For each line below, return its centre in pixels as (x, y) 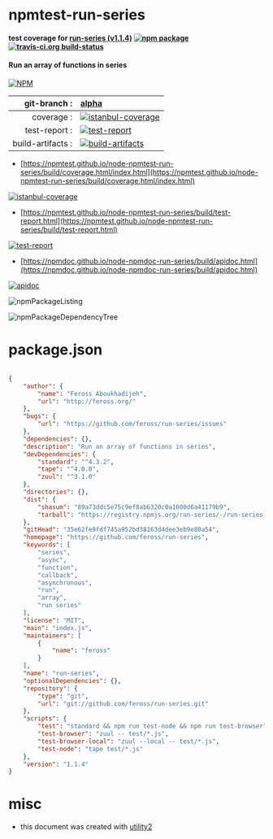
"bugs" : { (40, 416)
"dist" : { (40, 499)
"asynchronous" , (65, 583)
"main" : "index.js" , (58, 628)
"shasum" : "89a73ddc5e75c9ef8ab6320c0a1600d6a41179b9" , (134, 507)
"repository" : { (51, 689)
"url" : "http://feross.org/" (87, 401)
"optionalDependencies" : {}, (72, 680)
